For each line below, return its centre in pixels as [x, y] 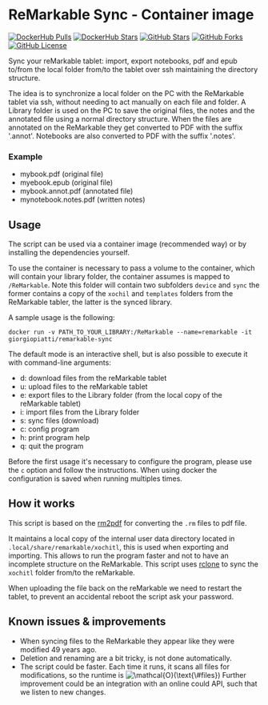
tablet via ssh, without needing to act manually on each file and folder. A [127, 102]
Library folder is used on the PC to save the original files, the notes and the [132, 110]
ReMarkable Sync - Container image [131, 15]
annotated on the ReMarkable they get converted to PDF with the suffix [126, 127]
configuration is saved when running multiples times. [95, 479]
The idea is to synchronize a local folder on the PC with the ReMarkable [126, 93]
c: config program [50, 429]
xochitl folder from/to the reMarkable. [72, 572]
